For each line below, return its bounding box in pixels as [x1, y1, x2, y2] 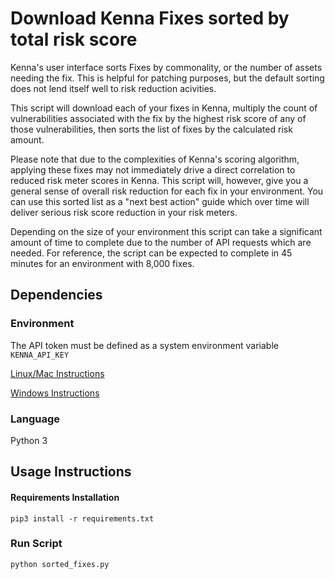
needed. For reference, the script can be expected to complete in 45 [10, 247, 293, 259]
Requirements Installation [10, 491, 120, 503]
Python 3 [10, 434, 48, 446]
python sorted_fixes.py [10, 559, 110, 569]
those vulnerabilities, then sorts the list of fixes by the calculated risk [10, 123, 293, 135]
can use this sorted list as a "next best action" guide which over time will [10, 195, 310, 207]
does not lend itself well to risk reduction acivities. [10, 82, 217, 94]
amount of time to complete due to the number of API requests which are [10, 236, 312, 248]
